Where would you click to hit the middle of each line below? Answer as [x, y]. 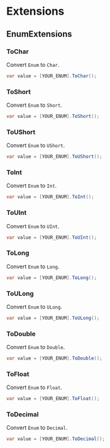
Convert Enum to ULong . [34, 307]
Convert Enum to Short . [34, 105]
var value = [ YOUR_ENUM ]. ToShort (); [53, 117]
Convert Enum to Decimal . [37, 428]
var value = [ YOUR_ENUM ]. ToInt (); [50, 197]
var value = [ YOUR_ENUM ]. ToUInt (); [52, 238]
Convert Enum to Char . [33, 64]
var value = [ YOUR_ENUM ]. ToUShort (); [54, 157]
